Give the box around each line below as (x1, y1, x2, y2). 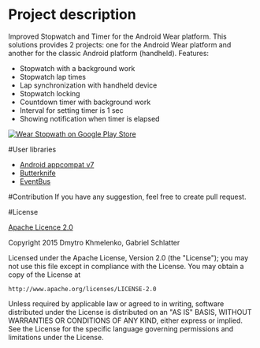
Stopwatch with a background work (19, 63, 136, 73)
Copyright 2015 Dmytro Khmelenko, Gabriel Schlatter (8, 238, 180, 247)
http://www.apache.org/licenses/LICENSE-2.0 (8, 285, 157, 293)
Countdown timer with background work (19, 97, 151, 107)
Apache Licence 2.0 (8, 223, 73, 232)
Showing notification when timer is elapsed (19, 114, 160, 123)
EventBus (19, 176, 51, 186)
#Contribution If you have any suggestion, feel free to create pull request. (8, 192, 247, 201)
